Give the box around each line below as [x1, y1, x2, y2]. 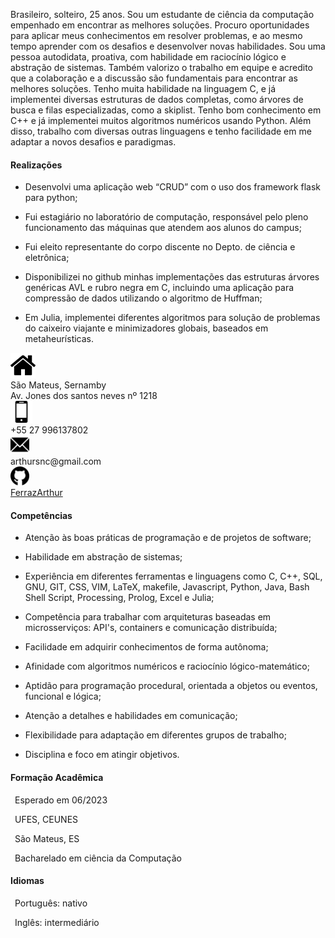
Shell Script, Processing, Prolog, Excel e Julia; [24, 592, 215, 604]
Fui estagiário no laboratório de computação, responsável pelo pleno [24, 211, 309, 223]
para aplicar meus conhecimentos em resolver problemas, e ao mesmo [10, 30, 303, 41]
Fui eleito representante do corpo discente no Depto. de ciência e [24, 241, 296, 253]
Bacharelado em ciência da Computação [14, 852, 182, 864]
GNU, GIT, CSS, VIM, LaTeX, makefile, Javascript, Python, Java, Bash [24, 581, 310, 593]
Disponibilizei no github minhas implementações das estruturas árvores [24, 271, 320, 283]
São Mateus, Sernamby [10, 379, 107, 391]
